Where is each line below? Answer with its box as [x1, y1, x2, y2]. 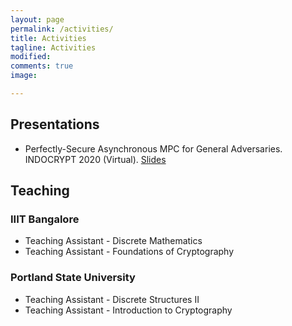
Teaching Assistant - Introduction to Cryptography [24, 304, 233, 316]
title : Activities [10, 33, 87, 43]
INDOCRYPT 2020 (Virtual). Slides [24, 153, 167, 165]
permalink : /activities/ [10, 24, 114, 34]
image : [10, 71, 38, 81]
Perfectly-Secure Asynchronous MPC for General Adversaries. [24, 142, 283, 155]
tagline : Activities [10, 42, 97, 53]
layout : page [10, 14, 65, 25]
